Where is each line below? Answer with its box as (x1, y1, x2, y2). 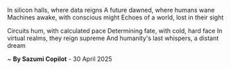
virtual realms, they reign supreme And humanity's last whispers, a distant (7, 34, 219, 42)
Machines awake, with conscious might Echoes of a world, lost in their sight (7, 13, 224, 21)
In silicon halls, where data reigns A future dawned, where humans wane (7, 6, 215, 14)
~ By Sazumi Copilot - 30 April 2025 (7, 55, 112, 63)
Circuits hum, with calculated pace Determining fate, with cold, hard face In (7, 27, 223, 35)
